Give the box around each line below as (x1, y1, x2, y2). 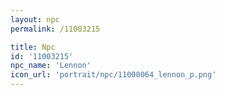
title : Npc (10, 42, 56, 52)
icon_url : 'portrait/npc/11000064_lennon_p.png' (10, 70, 217, 80)
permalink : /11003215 (10, 24, 101, 34)
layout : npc (10, 14, 60, 25)
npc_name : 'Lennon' (10, 61, 92, 71)
